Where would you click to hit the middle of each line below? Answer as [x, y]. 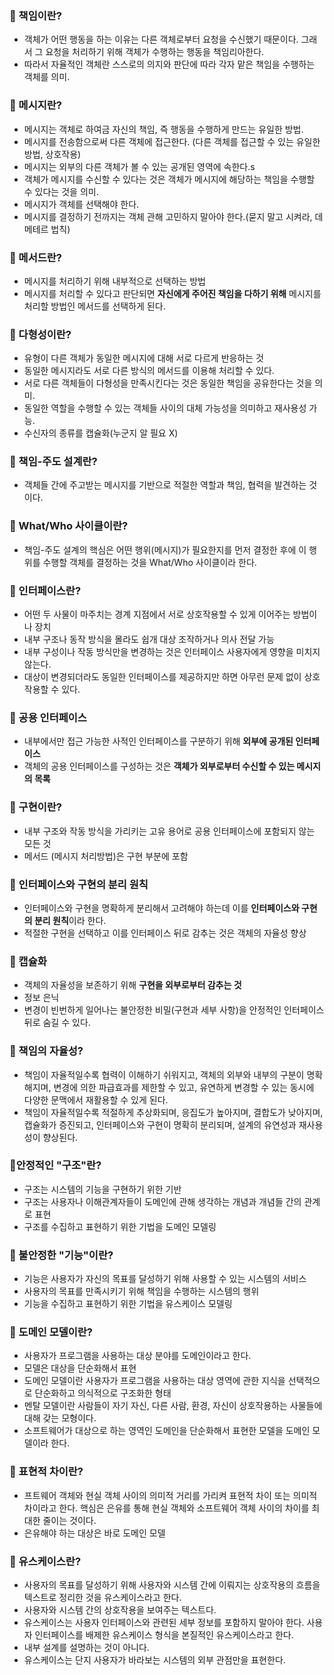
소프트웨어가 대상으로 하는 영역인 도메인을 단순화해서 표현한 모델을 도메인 [167, 1431]
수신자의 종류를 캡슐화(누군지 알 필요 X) [101, 433]
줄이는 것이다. [69, 1520]
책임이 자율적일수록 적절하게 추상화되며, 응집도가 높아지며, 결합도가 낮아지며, [173, 1112]
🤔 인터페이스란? [45, 590]
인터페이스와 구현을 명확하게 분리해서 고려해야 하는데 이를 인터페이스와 [161, 908]
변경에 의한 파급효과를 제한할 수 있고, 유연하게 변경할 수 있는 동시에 [184, 1087]
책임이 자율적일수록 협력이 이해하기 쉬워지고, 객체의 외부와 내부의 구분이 [164, 1074]
